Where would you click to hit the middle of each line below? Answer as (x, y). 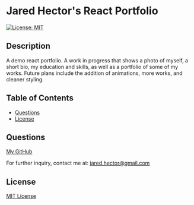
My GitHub (19, 152)
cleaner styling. (25, 79)
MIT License (21, 196)
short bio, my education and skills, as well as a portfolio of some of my (92, 67)
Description (28, 46)
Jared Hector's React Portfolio (82, 11)
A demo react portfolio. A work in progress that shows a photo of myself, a (97, 60)
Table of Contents (40, 98)
